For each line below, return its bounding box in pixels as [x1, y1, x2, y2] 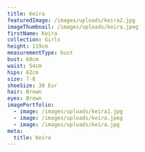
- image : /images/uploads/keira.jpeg [13, 114, 123, 121]
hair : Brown [7, 88, 42, 95]
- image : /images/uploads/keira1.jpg [13, 108, 123, 115]
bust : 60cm [7, 56, 39, 63]
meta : [7, 127, 23, 134]
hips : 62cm [7, 69, 39, 76]
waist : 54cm [7, 62, 42, 69]
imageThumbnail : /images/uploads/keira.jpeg [7, 23, 139, 30]
